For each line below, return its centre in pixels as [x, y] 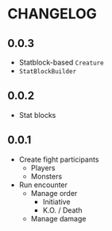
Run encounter [43, 185]
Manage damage [58, 218]
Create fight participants [59, 159]
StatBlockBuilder [48, 72]
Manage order [54, 193]
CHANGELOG [52, 14]
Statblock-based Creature [61, 62]
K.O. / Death [62, 210]
